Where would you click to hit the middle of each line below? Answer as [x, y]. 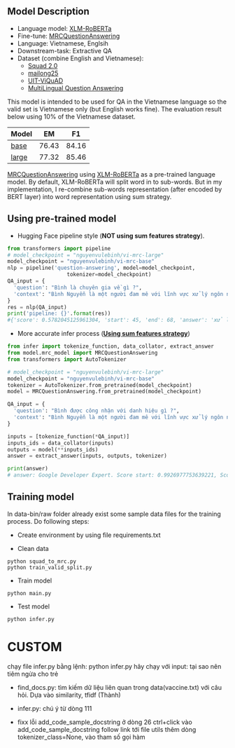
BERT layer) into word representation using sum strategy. [90, 196]
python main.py [29, 593]
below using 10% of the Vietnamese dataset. [72, 116]
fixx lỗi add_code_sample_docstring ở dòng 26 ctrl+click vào [105, 722]
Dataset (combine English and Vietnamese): [80, 58]
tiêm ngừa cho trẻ [33, 674]
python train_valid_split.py [50, 567]
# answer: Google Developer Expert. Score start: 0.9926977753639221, [112, 475]
